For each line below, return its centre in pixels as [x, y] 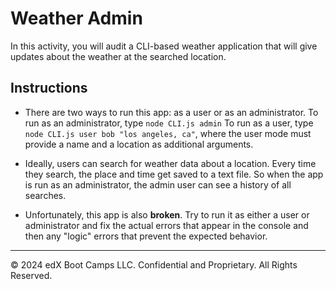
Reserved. [31, 275]
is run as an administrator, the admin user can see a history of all [158, 184]
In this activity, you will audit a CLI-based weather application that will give [164, 46]
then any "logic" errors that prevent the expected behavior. [146, 236]
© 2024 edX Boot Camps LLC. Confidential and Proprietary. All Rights [154, 264]
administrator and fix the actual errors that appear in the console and [166, 225]
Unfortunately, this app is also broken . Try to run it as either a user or [167, 214]
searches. [45, 195]
